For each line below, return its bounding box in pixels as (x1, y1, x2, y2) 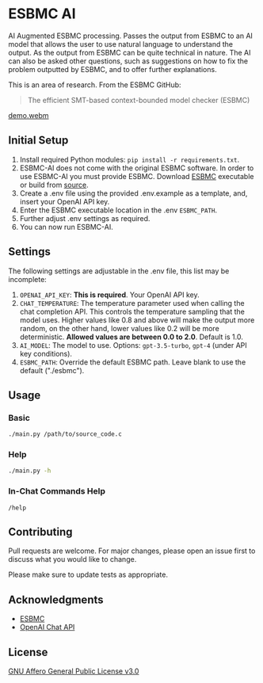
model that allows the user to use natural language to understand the (8, 39, 234, 48)
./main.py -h (8, 467, 51, 475)
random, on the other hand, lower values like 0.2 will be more (19, 323, 219, 333)
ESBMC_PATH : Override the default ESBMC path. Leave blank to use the (19, 357, 246, 367)
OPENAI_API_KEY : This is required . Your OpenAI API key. (19, 290, 200, 300)
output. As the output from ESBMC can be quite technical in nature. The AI (8, 48, 251, 57)
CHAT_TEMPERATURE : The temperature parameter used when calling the (19, 298, 245, 307)
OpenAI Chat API (19, 623, 75, 632)
